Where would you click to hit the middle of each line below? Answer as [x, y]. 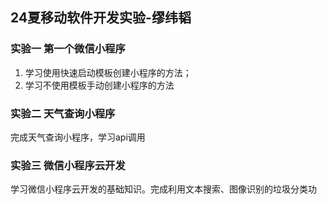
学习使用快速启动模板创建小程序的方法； [108, 72]
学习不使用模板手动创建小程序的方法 [99, 85]
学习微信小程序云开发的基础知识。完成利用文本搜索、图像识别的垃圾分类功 [163, 189]
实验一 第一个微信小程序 [68, 49]
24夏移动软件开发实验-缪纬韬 [101, 18]
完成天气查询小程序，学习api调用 [78, 137]
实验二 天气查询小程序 [63, 113]
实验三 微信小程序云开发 [68, 165]
